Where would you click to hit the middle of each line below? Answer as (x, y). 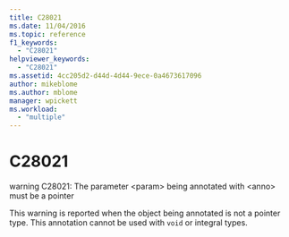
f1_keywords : (34, 42)
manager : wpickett (43, 101)
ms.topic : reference (48, 34)
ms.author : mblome (43, 92)
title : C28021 (36, 17)
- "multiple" (42, 117)
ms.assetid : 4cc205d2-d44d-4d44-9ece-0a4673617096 (106, 76)
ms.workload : (34, 109)
